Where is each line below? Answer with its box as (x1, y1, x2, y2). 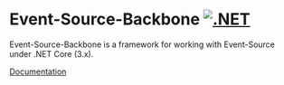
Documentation (9, 66, 67, 77)
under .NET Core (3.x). (9, 48, 94, 59)
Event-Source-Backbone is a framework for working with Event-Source (9, 39, 276, 50)
